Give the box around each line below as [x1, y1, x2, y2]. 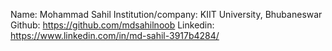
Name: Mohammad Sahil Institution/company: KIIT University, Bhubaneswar [10, 9, 323, 20]
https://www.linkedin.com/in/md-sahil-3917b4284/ [10, 30, 220, 41]
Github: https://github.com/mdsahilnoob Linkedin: [10, 19, 215, 31]
